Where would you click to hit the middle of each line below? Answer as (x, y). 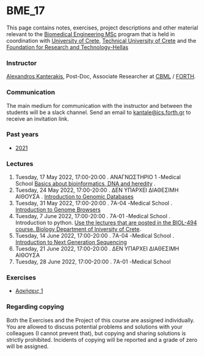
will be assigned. (28, 346)
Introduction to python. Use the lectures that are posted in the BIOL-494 (106, 223)
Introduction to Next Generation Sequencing (71, 242)
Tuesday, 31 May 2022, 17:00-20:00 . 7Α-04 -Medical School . (94, 203)
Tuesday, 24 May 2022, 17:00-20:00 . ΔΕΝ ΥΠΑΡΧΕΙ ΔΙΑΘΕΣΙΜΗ (97, 190)
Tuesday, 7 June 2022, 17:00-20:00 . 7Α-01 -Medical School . (93, 216)
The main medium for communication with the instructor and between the (99, 105)
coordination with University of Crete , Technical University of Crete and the (101, 40)
